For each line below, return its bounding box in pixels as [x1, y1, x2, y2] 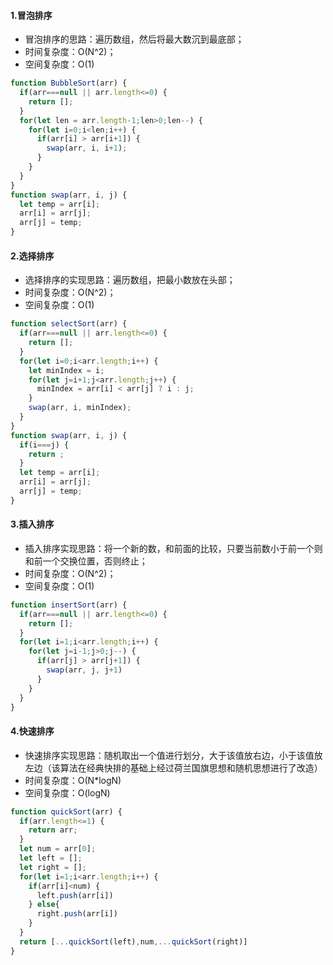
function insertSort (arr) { [10, 600, 128, 610]
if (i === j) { [19, 440, 70, 450]
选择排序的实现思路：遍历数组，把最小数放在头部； [24, 274, 236, 286]
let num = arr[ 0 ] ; [19, 844, 97, 854]
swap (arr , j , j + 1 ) [46, 665, 123, 675]
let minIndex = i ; [28, 365, 105, 375]
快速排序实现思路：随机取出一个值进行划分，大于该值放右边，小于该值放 [24, 749, 323, 761]
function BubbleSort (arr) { [10, 78, 128, 89]
